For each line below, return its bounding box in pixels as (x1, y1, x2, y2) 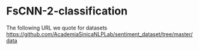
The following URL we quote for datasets (6, 24, 108, 31)
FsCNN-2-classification (6, 4, 128, 18)
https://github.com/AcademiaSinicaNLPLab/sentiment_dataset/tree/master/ (6, 30, 193, 37)
